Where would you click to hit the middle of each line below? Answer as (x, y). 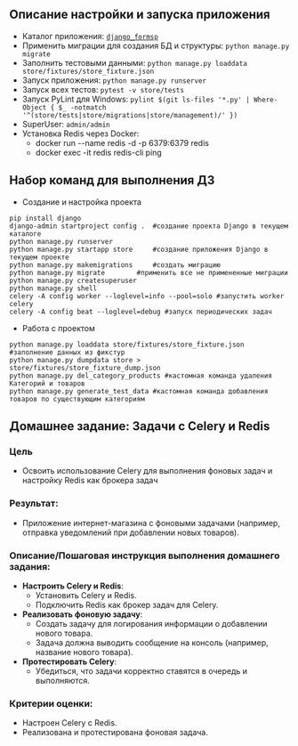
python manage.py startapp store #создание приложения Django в (139, 249)
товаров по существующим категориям (77, 399)
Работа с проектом (58, 328)
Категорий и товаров (48, 383)
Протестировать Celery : (69, 661)
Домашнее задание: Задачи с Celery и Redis (140, 426)
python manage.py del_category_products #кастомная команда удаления (141, 376)
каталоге (25, 234)
